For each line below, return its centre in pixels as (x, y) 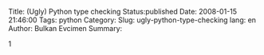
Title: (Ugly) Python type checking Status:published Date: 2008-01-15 (123, 12)
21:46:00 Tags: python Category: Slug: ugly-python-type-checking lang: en (132, 20)
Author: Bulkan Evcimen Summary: (65, 28)
